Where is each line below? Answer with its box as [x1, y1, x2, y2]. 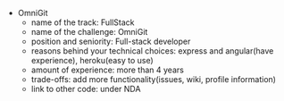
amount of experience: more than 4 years [30, 64, 185, 75]
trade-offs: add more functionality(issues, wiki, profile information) [30, 74, 277, 84]
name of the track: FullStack [30, 17, 135, 28]
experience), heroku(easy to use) [30, 55, 154, 65]
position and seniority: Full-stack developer [30, 36, 191, 46]
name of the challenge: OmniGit [30, 27, 148, 37]
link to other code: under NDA [30, 84, 141, 94]
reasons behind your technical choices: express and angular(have [30, 46, 274, 56]
